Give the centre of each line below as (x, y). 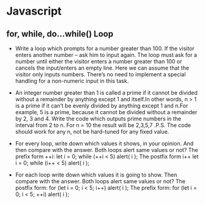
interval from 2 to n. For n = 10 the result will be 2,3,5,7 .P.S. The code (103, 125)
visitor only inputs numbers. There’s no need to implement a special (100, 74)
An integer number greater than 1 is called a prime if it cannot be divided (106, 93)
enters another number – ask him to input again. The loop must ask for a (106, 55)
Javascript (34, 11)
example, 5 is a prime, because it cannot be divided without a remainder (106, 112)
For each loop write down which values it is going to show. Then (96, 175)
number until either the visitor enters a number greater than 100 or (99, 61)
